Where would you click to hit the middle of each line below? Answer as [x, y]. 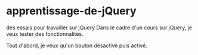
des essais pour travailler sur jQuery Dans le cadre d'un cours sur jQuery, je [99, 27]
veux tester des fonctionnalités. [45, 33]
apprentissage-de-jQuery [71, 11]
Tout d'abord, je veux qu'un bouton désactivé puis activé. [77, 45]
